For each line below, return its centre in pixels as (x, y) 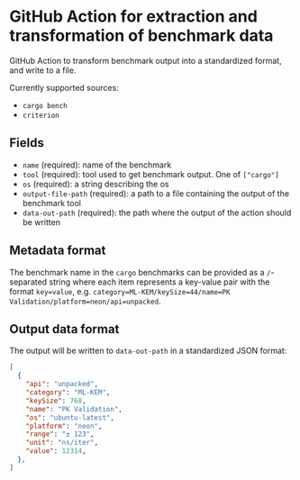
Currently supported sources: (64, 87)
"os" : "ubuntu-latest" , (70, 417)
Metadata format (58, 251)
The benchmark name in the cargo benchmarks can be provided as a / (140, 272)
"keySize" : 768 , (56, 401)
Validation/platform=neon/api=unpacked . (85, 301)
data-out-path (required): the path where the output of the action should (157, 213)
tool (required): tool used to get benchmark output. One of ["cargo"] (150, 174)
